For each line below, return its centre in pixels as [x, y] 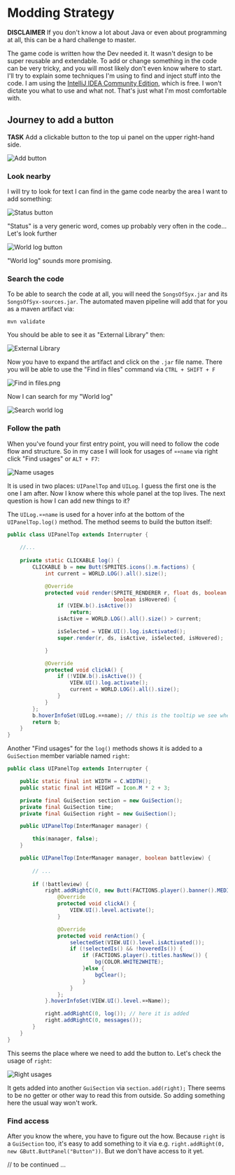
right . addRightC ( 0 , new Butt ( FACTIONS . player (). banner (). [131, 891]
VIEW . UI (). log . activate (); [109, 683]
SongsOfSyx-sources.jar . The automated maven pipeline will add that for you [117, 301]
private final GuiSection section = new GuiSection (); [101, 801]
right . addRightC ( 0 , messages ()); [93, 1020]
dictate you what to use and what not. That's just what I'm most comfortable [117, 90]
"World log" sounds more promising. [60, 261]
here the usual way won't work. [52, 1103]
